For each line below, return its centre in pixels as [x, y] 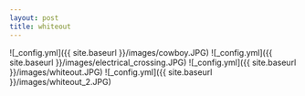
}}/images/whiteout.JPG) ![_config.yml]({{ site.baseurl [111, 72]
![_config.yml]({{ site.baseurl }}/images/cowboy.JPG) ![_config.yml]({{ [141, 52]
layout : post [34, 18]
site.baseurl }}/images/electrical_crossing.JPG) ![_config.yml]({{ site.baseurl [153, 62]
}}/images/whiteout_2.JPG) [61, 81]
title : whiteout [40, 27]
